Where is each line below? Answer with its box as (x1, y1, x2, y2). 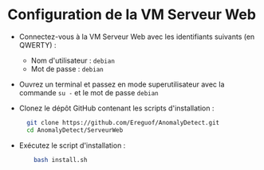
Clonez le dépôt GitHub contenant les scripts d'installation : (18, 103, 215, 113)
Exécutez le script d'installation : (18, 141, 126, 150)
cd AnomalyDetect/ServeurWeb (26, 126, 124, 134)
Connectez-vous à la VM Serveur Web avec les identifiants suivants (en (18, 32, 255, 41)
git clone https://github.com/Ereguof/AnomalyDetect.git (26, 118, 220, 126)
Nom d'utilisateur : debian (30, 56, 115, 65)
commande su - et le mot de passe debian (18, 87, 159, 97)
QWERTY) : (18, 40, 57, 49)
